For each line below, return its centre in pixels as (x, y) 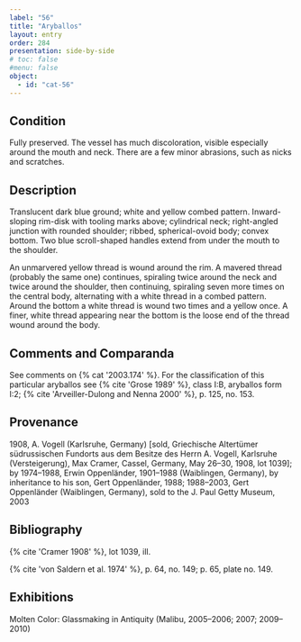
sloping (23, 222)
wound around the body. (55, 325)
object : (24, 77)
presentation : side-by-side (62, 51)
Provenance (44, 423)
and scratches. (37, 162)
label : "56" (32, 18)
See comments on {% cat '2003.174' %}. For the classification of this (137, 375)
